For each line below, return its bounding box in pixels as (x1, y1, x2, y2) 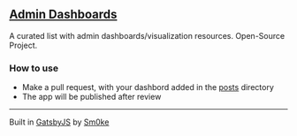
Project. (9, 40, 38, 50)
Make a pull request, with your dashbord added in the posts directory (21, 82, 274, 93)
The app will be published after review (21, 92, 162, 102)
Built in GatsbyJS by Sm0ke (9, 117, 110, 127)
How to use (9, 62, 59, 74)
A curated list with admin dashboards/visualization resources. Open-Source (9, 30, 286, 41)
